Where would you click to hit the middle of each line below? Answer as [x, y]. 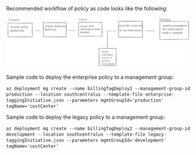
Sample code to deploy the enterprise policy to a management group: [90, 77]
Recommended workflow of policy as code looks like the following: [87, 9]
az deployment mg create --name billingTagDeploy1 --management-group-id [98, 88]
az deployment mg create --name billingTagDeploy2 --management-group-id [98, 129]
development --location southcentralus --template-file [76, 134]
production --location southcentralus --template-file [75, 94]
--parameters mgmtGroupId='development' [116, 140]
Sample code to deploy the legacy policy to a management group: [86, 117]
